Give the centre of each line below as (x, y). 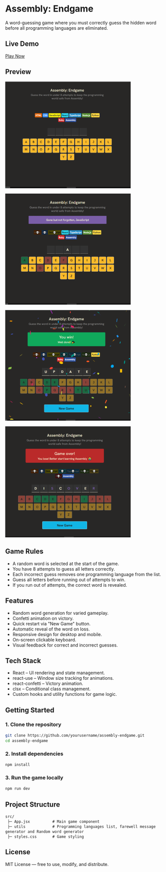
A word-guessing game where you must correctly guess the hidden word (81, 23)
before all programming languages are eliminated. (57, 28)
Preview (18, 72)
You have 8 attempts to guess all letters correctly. (64, 569)
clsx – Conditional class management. (52, 689)
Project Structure (33, 804)
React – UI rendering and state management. (59, 673)
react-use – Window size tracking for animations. (63, 678)
